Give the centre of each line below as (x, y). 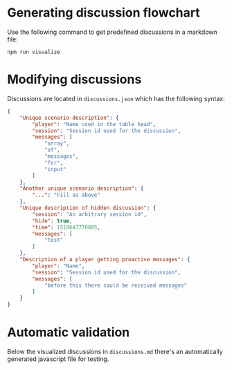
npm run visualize (34, 52)
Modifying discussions (74, 79)
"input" (55, 169)
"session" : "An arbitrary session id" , (90, 214)
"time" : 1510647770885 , (66, 227)
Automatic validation (69, 332)
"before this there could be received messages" (116, 285)
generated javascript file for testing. (58, 359)
